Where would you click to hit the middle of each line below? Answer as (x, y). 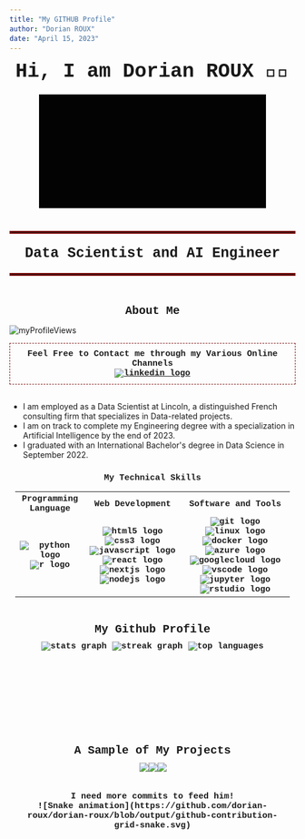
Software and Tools (235, 504)
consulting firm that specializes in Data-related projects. (128, 416)
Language (50, 509)
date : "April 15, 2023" (54, 38)
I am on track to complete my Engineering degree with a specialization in (158, 426)
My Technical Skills (152, 479)
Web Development (133, 504)
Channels (152, 364)
